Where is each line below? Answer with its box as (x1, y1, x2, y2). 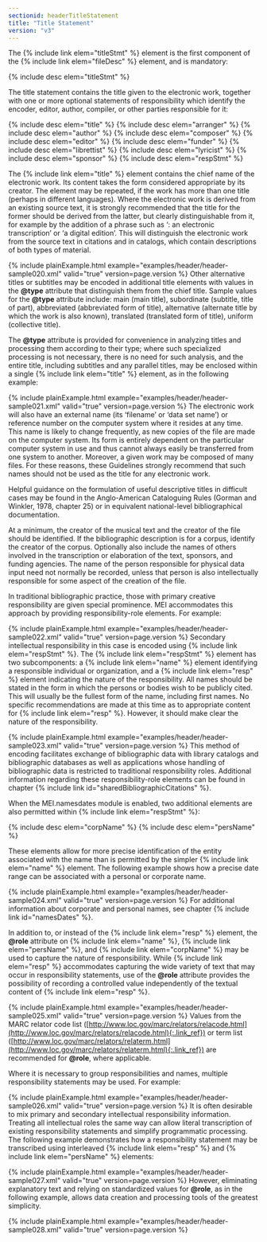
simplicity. (8, 1201, 41, 1211)
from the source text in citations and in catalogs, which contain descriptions (8, 236, 257, 247)
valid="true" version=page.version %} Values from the (63, 1011, 242, 1021)
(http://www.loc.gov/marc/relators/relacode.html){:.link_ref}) (8, 1028, 206, 1037)
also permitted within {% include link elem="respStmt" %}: (8, 807, 200, 817)
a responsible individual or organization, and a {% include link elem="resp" (8, 666, 253, 676)
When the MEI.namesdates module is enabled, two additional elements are (8, 799, 253, 808)
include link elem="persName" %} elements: (8, 1152, 154, 1162)
